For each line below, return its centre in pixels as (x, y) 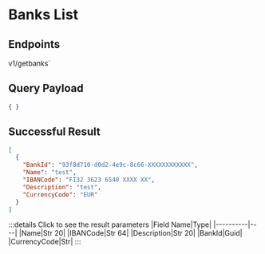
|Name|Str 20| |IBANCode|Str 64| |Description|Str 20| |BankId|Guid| (131, 233)
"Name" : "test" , (50, 173)
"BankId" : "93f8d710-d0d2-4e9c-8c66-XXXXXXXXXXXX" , (110, 165)
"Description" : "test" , (62, 187)
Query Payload (46, 88)
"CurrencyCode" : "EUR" (60, 194)
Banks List (44, 15)
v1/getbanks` (30, 63)
